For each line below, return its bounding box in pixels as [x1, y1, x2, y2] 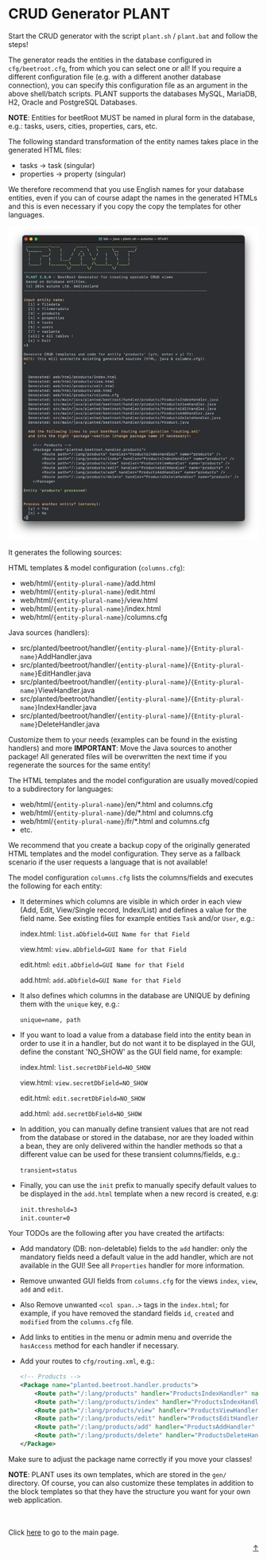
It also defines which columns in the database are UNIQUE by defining [19, 991, 250, 1001]
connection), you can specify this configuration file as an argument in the [8, 80, 249, 90]
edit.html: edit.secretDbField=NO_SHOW [19, 1093, 145, 1103]
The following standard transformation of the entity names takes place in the [8, 136, 259, 146]
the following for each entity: [8, 881, 103, 891]
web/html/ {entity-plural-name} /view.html [19, 595, 158, 606]
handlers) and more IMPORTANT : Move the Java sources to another [8, 743, 233, 753]
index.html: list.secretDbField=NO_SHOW [19, 1063, 151, 1072]
